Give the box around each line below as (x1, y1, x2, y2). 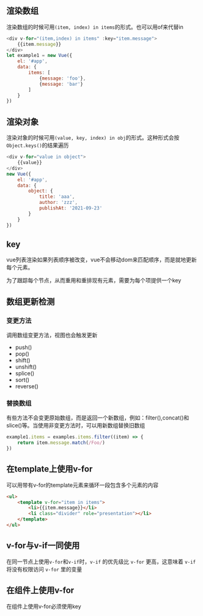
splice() (15, 370, 35, 377)
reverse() (15, 383, 39, 390)
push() (15, 344, 32, 351)
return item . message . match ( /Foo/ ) (17, 440, 105, 446)
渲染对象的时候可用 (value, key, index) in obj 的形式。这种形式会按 (6, 134, 180, 141)
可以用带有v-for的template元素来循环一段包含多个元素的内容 (6, 481, 159, 489)
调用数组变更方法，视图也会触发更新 (6, 331, 98, 339)
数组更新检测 (6, 296, 55, 307)
